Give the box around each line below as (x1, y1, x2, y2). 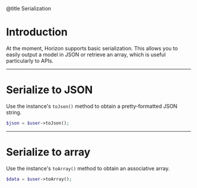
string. (6, 108, 22, 116)
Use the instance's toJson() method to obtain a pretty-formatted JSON (6, 102, 178, 110)
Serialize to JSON (6, 83, 93, 97)
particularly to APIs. (6, 57, 54, 64)
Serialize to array (6, 145, 91, 159)
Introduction (6, 26, 68, 39)
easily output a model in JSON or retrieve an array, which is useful (6, 51, 166, 58)
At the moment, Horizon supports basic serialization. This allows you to (6, 45, 178, 52)
